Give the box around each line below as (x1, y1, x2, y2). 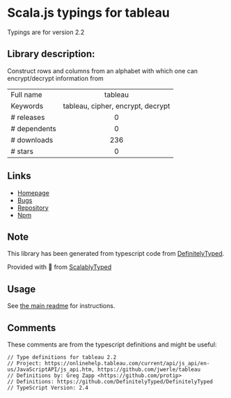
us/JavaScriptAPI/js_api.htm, (7, 366, 95, 373)
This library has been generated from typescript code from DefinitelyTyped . (7, 250, 225, 258)
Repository (17, 204, 49, 212)
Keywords (10, 101, 44, 111)
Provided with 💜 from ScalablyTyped (7, 263, 112, 271)
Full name (10, 89, 43, 99)
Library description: (7, 48, 95, 60)
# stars (10, 146, 33, 156)
